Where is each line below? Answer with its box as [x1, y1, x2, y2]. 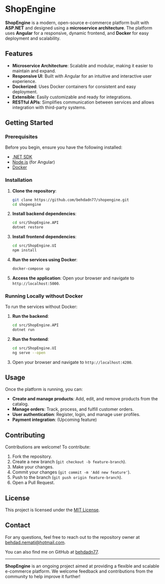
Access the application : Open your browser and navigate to [12, 275, 135, 281]
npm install [12, 248, 37, 253]
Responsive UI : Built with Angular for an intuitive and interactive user [12, 73, 152, 79]
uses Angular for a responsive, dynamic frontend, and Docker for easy [5, 30, 149, 36]
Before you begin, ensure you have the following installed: [5, 144, 123, 150]
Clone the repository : [12, 188, 57, 194]
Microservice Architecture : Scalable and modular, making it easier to [12, 62, 153, 68]
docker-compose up [12, 266, 50, 271]
